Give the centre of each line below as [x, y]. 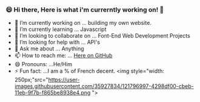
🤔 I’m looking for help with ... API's [57, 42]
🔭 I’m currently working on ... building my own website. [83, 23]
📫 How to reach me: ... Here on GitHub [63, 56]
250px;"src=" [32, 80]
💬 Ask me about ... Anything [49, 49]
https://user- [64, 80]
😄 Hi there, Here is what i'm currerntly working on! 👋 [85, 10]
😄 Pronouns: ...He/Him [43, 64]
